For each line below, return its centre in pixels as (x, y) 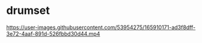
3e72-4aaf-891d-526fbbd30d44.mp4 (53, 33)
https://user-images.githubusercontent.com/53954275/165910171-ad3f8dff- (101, 27)
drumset (28, 11)
